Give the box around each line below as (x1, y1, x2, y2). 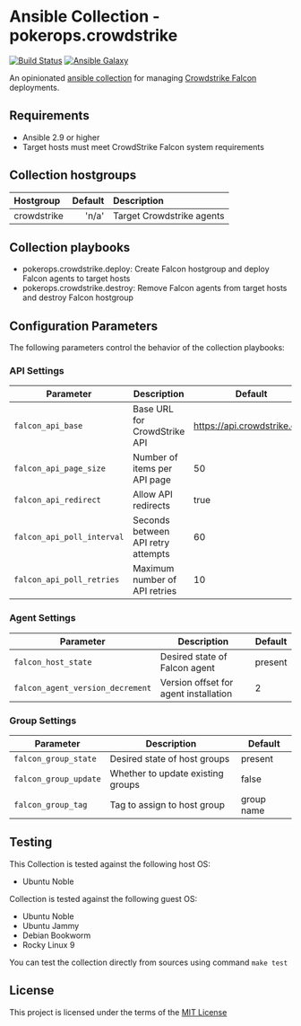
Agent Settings (9, 612, 76, 624)
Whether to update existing (109, 767, 224, 780)
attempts (133, 548, 170, 561)
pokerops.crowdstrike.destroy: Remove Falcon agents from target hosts (21, 283, 288, 294)
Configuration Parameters (9, 318, 159, 333)
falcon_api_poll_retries (13, 575, 120, 585)
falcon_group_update (13, 774, 101, 784)
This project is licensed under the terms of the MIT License (9, 1006, 228, 1017)
